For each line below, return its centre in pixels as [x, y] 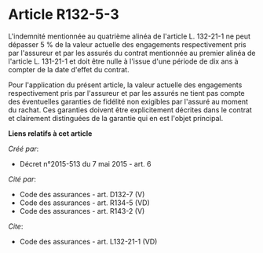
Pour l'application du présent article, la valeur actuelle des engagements [125, 85]
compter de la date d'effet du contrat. [69, 69]
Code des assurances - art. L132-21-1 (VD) [88, 241]
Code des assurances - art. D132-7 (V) [82, 194]
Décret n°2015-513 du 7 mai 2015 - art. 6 [85, 163]
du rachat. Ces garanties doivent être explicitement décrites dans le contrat [130, 110]
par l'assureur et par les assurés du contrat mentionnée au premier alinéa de [132, 53]
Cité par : [22, 179]
